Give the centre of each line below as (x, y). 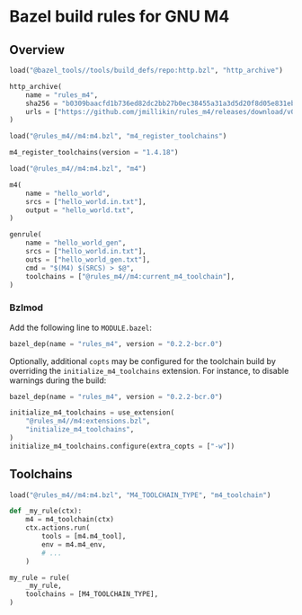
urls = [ (42, 111)
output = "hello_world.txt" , (80, 210)
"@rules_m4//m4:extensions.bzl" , (88, 421)
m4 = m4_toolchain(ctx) (70, 520)
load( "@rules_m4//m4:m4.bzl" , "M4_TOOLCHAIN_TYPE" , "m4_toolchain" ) (140, 495)
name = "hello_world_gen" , (76, 243)
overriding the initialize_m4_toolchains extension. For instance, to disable (149, 370)
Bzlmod (26, 307)
